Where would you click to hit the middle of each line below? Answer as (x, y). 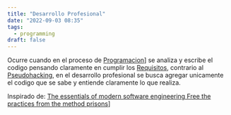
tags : (15, 27)
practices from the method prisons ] (59, 104)
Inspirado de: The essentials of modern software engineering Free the (109, 97)
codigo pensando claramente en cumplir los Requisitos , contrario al (105, 68)
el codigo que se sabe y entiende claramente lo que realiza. (94, 83)
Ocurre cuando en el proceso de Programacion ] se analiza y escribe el (110, 60)
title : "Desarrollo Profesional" (57, 14)
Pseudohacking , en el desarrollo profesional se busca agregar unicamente (115, 75)
